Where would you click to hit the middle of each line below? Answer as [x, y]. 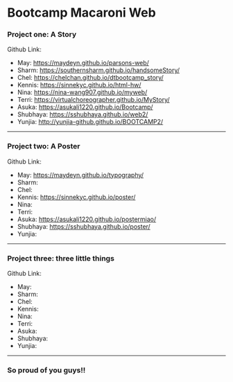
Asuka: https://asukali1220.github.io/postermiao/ [87, 219]
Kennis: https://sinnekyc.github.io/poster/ [76, 197]
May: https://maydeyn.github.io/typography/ [80, 175]
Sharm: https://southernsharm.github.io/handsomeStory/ [98, 70]
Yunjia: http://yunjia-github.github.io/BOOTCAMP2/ [90, 122]
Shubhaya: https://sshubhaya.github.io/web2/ [83, 114]
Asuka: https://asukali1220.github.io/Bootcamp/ [85, 107]
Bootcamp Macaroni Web [81, 13]
